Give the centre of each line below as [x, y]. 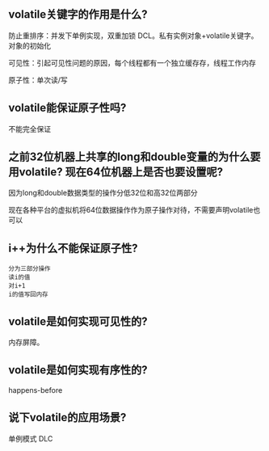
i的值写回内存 [28, 295]
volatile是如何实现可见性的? [78, 321]
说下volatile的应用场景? [67, 417]
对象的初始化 [29, 45]
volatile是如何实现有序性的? [78, 370]
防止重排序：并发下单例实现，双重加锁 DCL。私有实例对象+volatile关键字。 [133, 36]
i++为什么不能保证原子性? [73, 248]
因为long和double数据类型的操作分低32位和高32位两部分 [103, 193]
